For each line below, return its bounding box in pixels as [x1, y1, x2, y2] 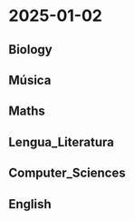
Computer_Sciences [8, 166, 126, 181]
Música [8, 72, 52, 87]
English [8, 196, 52, 212]
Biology [8, 42, 53, 57]
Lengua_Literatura [8, 134, 114, 150]
